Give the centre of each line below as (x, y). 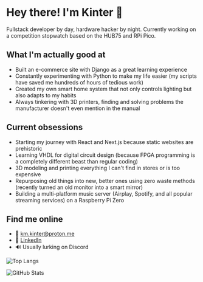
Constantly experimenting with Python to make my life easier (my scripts (106, 76)
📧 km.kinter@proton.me (45, 234)
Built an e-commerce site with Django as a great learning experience (101, 69)
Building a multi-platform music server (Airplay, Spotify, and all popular (104, 193)
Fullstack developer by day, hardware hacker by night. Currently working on (101, 29)
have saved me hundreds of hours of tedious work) (79, 82)
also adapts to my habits (46, 95)
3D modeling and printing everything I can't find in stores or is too (98, 168)
